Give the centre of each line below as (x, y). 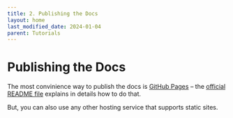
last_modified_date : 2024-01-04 (54, 26)
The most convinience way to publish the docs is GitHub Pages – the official (116, 87)
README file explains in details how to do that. (74, 94)
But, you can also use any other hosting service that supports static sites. (113, 108)
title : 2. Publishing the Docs (53, 14)
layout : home (26, 20)
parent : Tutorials (34, 33)
